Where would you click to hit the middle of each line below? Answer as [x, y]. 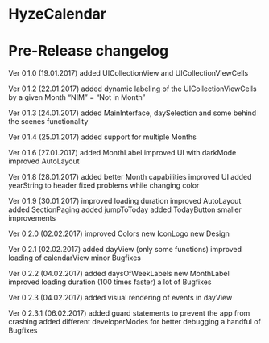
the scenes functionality [48, 122]
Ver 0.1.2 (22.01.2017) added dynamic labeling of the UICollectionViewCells [132, 89]
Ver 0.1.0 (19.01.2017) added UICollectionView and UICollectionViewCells [128, 73]
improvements [32, 218]
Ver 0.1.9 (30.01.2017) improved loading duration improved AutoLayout [125, 201]
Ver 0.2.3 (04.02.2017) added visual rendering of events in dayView [120, 298]
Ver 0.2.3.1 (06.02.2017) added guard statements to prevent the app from [129, 313]
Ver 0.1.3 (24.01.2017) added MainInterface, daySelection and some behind [132, 113]
